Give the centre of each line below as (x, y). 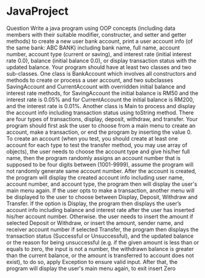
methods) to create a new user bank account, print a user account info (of (100, 41)
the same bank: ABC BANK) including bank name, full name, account (93, 48)
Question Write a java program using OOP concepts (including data (91, 28)
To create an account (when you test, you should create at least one (92, 138)
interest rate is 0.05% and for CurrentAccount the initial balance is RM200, (100, 100)
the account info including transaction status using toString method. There (100, 112)
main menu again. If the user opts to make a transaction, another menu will (100, 190)
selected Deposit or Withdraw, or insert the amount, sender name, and (95, 223)
